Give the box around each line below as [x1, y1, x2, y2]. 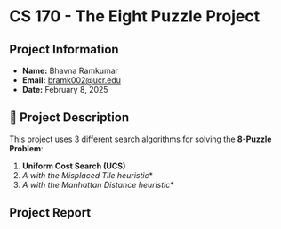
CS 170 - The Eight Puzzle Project [9, 6, 261, 27]
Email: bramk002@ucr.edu [21, 75, 122, 86]
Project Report [9, 205, 92, 220]
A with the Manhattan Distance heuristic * [21, 179, 175, 190]
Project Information [9, 42, 119, 57]
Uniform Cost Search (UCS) [21, 160, 126, 171]
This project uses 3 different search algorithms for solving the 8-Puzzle [9, 134, 272, 144]
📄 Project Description [9, 110, 130, 126]
